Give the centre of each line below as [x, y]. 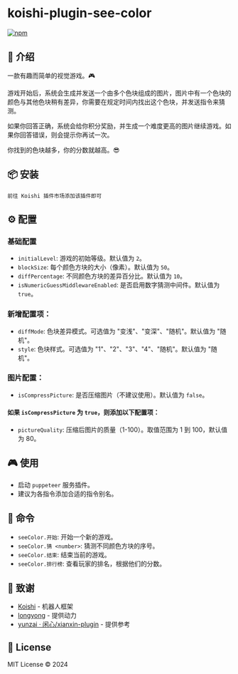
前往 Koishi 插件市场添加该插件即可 [54, 196]
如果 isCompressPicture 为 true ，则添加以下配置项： [83, 413]
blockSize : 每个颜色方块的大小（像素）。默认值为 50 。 [96, 267]
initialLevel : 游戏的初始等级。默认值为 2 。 [81, 259]
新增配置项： [29, 314]
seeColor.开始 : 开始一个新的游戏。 [67, 536]
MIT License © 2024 [38, 665]
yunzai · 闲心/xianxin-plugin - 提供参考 [74, 624]
